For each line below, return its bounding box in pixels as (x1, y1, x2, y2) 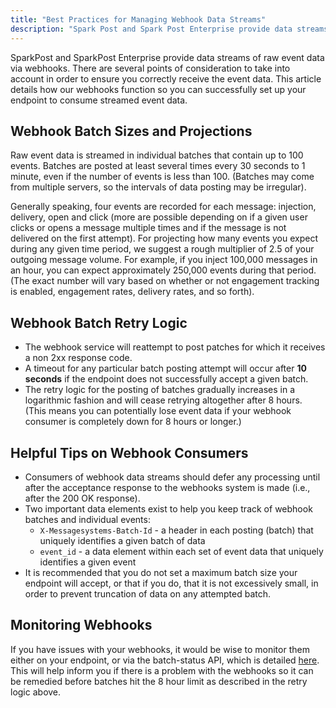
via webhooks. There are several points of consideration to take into (10, 62, 291, 74)
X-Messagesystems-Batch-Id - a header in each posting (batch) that (39, 524, 314, 536)
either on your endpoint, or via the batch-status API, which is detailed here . (10, 654, 320, 666)
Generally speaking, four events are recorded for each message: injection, (10, 201, 317, 213)
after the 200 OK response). (24, 492, 141, 504)
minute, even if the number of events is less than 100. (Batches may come (10, 171, 315, 183)
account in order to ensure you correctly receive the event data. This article (10, 72, 322, 85)
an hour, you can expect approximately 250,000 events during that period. (10, 264, 317, 276)
